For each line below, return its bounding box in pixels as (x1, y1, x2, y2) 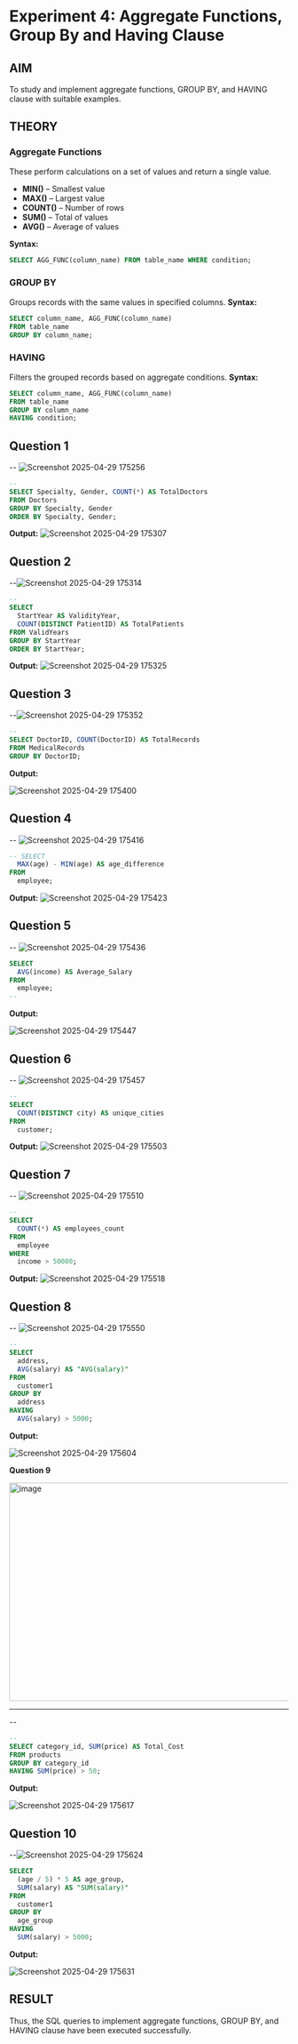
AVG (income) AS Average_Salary (17, 967, 133, 976)
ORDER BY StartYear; (9, 645, 86, 653)
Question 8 (9, 1299, 72, 1314)
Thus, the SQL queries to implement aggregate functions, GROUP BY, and (9, 2016, 279, 2026)
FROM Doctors (9, 495, 58, 504)
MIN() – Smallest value (21, 183, 106, 194)
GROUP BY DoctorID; (9, 751, 82, 761)
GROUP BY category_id (9, 1759, 90, 1767)
